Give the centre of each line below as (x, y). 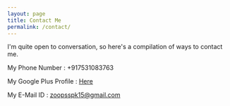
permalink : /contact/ (39, 27)
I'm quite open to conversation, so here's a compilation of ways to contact (115, 47)
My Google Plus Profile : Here (50, 81)
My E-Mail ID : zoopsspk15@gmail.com (64, 95)
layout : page (26, 14)
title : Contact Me (34, 20)
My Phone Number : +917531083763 (61, 68)
